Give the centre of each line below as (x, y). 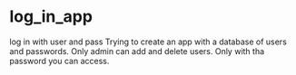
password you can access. (59, 61)
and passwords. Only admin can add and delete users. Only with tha (137, 51)
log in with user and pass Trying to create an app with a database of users (148, 42)
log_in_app (51, 17)
